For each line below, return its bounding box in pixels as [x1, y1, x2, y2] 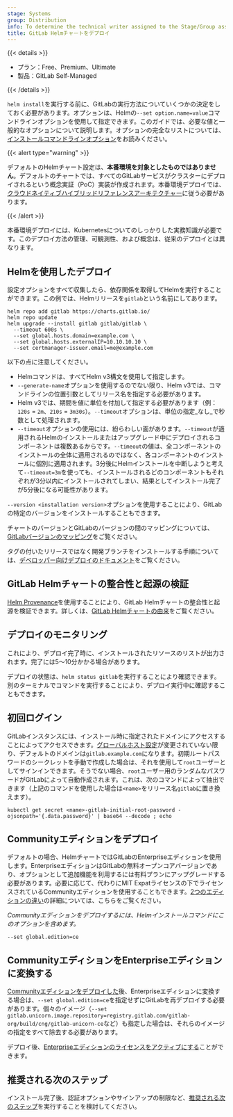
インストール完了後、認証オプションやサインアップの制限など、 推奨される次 [7, 1093, 226, 1102]
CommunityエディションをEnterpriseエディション [7, 954, 223, 966]
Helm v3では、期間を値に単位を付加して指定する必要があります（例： [17, 399, 218, 407]
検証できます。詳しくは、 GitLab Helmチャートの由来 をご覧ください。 [19, 606, 218, 615]
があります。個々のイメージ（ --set [7, 1004, 107, 1013]
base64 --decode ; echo [103, 812, 172, 819]
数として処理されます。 [17, 416, 84, 424]
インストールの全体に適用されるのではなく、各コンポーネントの [17, 451, 200, 459]
